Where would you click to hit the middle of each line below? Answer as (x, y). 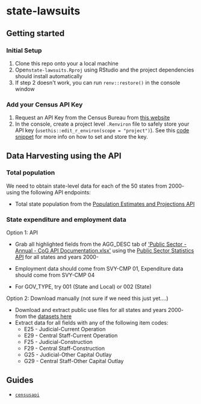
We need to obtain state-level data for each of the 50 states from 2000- (95, 186)
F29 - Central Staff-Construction (64, 348)
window (25, 89)
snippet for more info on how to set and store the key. (82, 137)
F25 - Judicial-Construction (58, 342)
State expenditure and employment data (66, 219)
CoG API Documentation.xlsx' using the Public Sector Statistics (116, 251)
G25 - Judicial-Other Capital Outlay (68, 355)
